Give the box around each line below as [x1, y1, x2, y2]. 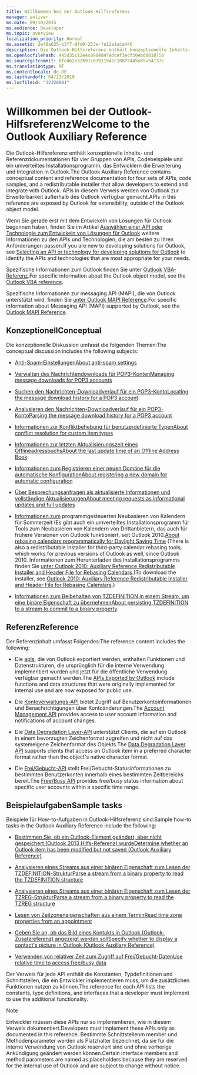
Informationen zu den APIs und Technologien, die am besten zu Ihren [6, 236, 174, 243]
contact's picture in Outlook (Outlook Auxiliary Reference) [14, 942, 155, 949]
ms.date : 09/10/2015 [6, 19, 57, 25]
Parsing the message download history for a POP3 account [29, 412, 172, 419]
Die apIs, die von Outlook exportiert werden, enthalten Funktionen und [14, 655, 185, 662]
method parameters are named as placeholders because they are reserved [6, 1056, 188, 1063]
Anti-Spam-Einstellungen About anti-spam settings [14, 359, 137, 366]
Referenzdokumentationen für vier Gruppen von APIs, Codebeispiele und [6, 155, 183, 162]
